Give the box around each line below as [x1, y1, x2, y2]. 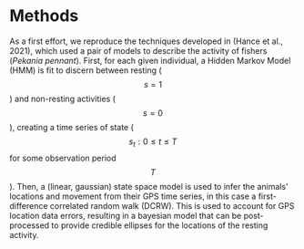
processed [9, 220, 50, 231]
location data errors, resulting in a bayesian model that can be [9, 210, 242, 221]
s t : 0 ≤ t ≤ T [128, 136, 177, 149]
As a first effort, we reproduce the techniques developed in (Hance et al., [9, 36, 284, 47]
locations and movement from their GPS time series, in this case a [9, 191, 257, 202]
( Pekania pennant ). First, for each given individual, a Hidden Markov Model [9, 55, 291, 66]
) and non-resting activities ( [9, 93, 117, 104]
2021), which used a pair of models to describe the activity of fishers [9, 45, 268, 56]
